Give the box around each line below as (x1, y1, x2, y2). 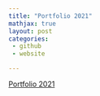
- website (11, 50, 46, 58)
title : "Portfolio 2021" (8, 11, 93, 20)
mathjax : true (8, 20, 57, 28)
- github (11, 42, 42, 50)
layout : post (8, 27, 53, 35)
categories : (8, 34, 49, 43)
